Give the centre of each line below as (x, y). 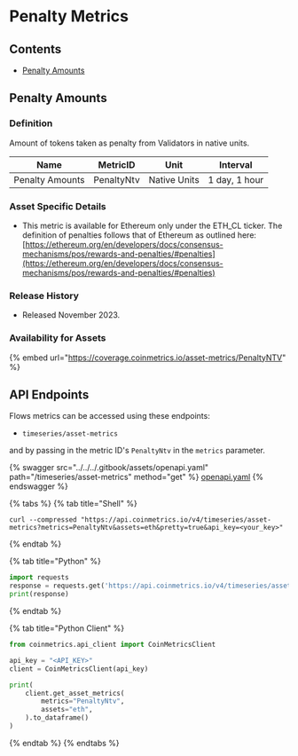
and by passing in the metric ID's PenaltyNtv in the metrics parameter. (137, 451)
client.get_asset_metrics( (75, 693)
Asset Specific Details (58, 206)
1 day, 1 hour (236, 179)
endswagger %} (39, 486)
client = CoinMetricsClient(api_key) (79, 669)
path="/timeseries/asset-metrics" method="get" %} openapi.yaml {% (137, 477)
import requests (39, 578)
